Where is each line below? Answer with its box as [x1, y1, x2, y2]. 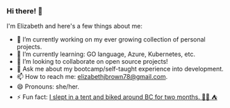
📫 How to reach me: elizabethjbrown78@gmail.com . [16, 73, 168, 81]
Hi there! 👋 [6, 6, 43, 16]
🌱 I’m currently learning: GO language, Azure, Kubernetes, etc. [16, 50, 196, 58]
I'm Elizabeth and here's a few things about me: [6, 22, 143, 30]
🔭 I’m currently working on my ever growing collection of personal [16, 35, 206, 44]
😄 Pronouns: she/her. [16, 82, 80, 91]
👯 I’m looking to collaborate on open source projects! [16, 57, 168, 66]
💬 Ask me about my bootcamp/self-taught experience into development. [16, 65, 224, 73]
